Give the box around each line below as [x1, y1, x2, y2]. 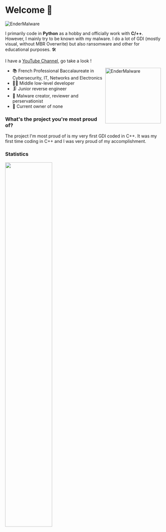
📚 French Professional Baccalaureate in [12, 68, 94, 74]
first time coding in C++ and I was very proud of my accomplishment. [5, 138, 147, 144]
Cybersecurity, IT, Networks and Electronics [12, 75, 103, 81]
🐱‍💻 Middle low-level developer [12, 80, 75, 86]
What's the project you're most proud [5, 116, 97, 123]
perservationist [12, 98, 43, 104]
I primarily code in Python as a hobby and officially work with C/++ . [5, 30, 143, 36]
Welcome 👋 [5, 4, 53, 16]
